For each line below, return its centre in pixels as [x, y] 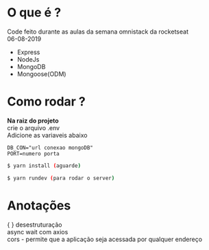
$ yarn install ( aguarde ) [44, 166]
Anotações [39, 205]
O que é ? [34, 13]
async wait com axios [38, 232]
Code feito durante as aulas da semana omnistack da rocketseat [98, 32]
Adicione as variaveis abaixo [47, 135]
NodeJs [28, 59]
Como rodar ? [46, 102]
